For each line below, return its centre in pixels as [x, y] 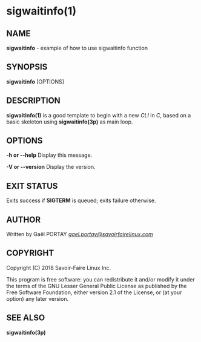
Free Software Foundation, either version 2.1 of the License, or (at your [94, 292]
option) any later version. [37, 298]
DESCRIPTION [33, 101]
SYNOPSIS [27, 67]
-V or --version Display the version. [51, 167]
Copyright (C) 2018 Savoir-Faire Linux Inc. [58, 268]
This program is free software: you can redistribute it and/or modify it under [100, 279]
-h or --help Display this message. [49, 155]
